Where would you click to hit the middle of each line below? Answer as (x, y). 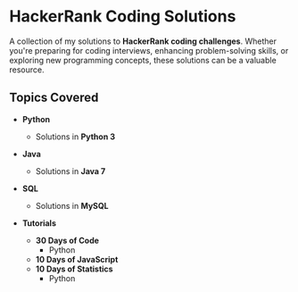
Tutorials (39, 223)
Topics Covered (54, 98)
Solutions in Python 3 (75, 137)
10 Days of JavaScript (77, 259)
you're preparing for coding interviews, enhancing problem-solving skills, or (149, 50)
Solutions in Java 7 (70, 171)
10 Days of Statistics (74, 269)
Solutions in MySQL (72, 205)
